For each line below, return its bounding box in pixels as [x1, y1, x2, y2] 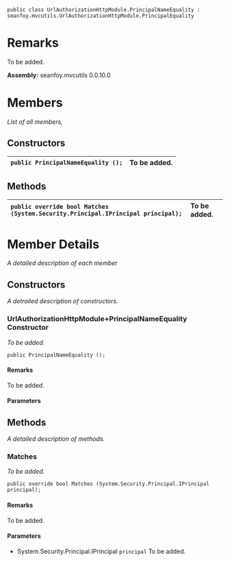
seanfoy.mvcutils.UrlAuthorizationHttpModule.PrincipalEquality [7, 12, 194, 19]
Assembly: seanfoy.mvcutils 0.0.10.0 [7, 71, 111, 79]
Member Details [7, 236, 100, 252]
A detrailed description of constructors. [7, 297, 118, 305]
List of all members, [7, 117, 64, 126]
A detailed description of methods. [7, 435, 105, 443]
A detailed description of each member [7, 259, 118, 267]
